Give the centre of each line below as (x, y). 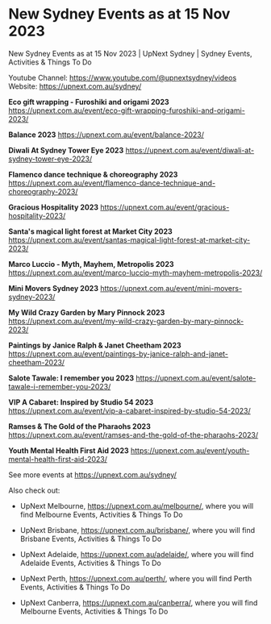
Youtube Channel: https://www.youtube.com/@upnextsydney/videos (123, 77)
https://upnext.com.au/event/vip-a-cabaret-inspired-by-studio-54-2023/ (130, 410)
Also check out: (34, 490)
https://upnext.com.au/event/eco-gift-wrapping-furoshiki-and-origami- (127, 110)
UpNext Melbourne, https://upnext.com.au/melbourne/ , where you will (137, 505)
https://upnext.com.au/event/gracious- (165, 207)
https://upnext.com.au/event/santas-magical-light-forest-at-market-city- (129, 239)
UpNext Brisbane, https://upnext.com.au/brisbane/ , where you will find (138, 530)
